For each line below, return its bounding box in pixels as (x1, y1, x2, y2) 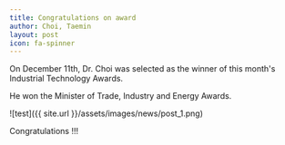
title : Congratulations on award (9, 13, 137, 23)
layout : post (9, 30, 59, 39)
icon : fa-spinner (9, 38, 76, 48)
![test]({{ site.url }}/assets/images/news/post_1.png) (9, 108, 203, 119)
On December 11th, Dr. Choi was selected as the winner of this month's (9, 63, 276, 74)
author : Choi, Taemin (9, 22, 92, 31)
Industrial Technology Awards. (9, 73, 124, 84)
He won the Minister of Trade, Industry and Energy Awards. (9, 91, 232, 101)
